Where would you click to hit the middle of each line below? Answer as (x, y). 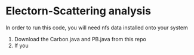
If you (21, 45)
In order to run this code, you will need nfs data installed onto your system (97, 27)
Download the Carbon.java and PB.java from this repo (80, 39)
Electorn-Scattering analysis (78, 11)
